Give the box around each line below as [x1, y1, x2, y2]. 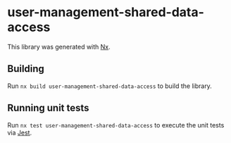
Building [7, 63, 44, 75]
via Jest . [7, 128, 32, 137]
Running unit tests [7, 102, 89, 114]
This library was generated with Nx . [7, 42, 111, 51]
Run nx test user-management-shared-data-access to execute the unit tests [7, 120, 225, 129]
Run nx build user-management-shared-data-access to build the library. [7, 82, 213, 90]
